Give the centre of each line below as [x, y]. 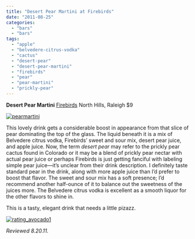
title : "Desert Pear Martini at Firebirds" [60, 11]
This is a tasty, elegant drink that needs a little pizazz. [71, 208]
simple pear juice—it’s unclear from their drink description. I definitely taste [97, 165]
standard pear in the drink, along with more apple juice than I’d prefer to [93, 171]
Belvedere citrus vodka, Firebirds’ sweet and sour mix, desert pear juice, [94, 140]
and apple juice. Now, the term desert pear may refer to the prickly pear [93, 146]
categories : [21, 22]
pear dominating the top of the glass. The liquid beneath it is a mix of [89, 134]
